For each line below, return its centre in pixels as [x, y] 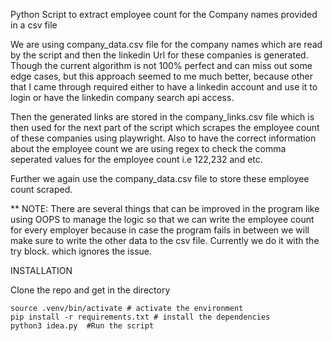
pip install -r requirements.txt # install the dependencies [140, 317]
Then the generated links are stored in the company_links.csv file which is [162, 117]
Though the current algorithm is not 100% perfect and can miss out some [161, 65]
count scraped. [41, 189]
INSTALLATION [41, 270]
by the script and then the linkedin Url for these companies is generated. [159, 55]
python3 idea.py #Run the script [82, 326]
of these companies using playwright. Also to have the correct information [163, 138]
